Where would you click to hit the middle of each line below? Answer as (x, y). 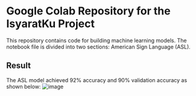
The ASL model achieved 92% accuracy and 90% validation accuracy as (97, 80)
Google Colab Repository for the (88, 11)
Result (19, 66)
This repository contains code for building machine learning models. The (96, 40)
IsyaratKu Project (51, 24)
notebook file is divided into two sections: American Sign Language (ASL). (99, 47)
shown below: (24, 86)
